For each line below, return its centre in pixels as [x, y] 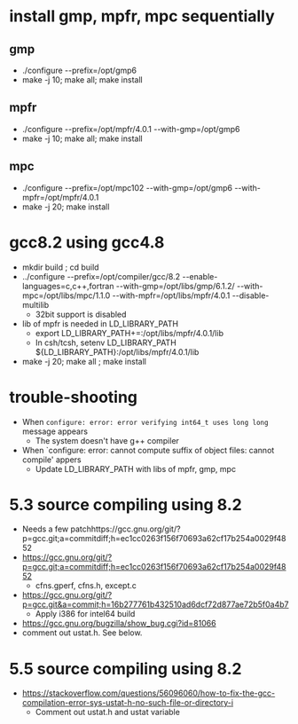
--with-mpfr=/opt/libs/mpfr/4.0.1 [171, 295]
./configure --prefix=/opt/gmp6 [79, 70]
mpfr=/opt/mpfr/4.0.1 [60, 197]
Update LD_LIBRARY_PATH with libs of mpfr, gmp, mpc [136, 468]
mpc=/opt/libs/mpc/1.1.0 [66, 295]
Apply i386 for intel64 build [85, 614]
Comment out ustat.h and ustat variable [107, 712]
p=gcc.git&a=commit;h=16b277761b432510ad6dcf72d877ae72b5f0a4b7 [156, 604]
